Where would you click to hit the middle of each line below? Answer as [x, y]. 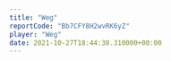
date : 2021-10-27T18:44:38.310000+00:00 [86, 43]
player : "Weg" [36, 34]
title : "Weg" [34, 17]
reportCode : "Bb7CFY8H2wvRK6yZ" [69, 26]
